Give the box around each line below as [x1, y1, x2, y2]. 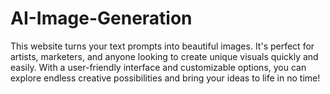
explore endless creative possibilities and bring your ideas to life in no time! [10, 72, 321, 84]
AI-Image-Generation [10, 7, 193, 30]
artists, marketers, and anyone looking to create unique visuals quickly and [10, 50, 319, 62]
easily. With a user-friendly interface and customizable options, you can [10, 61, 307, 73]
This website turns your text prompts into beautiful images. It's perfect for [10, 40, 315, 52]
